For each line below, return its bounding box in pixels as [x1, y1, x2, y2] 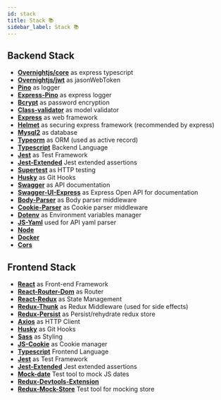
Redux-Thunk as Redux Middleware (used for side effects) [17, 303, 189, 310]
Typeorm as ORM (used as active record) [17, 135, 139, 145]
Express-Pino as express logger [17, 91, 112, 99]
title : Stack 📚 [7, 17, 54, 24]
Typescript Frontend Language [17, 347, 109, 356]
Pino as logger [17, 83, 61, 92]
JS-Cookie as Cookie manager [17, 340, 108, 348]
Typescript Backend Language [17, 143, 108, 152]
